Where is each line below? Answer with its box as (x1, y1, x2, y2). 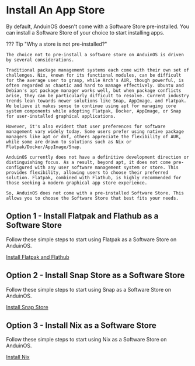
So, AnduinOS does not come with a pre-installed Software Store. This (6, 190, 184, 196)
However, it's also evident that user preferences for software (6, 124, 166, 129)
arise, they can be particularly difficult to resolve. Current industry (6, 93, 190, 98)
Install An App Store (6, 4, 105, 17)
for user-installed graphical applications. (6, 113, 116, 119)
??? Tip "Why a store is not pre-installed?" (6, 40, 107, 47)
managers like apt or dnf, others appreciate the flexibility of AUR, (6, 134, 182, 139)
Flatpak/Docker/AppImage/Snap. (6, 144, 82, 150)
